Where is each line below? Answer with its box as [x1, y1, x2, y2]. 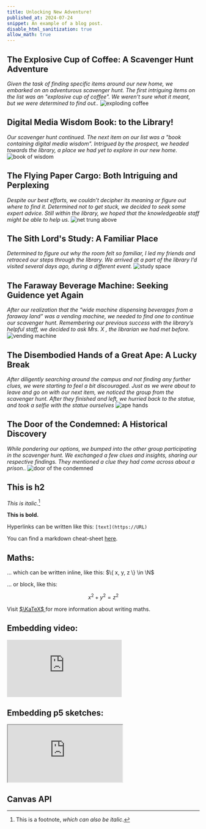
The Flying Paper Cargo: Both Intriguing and [7, 170, 178, 181]
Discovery [7, 429, 47, 439]
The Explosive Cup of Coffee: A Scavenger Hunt [7, 54, 194, 65]
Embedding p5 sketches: [7, 707, 104, 718]
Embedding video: [7, 623, 78, 634]
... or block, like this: [7, 581, 57, 588]
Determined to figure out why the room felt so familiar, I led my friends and [7, 250, 196, 257]
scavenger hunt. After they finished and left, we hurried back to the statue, [7, 395, 196, 402]
